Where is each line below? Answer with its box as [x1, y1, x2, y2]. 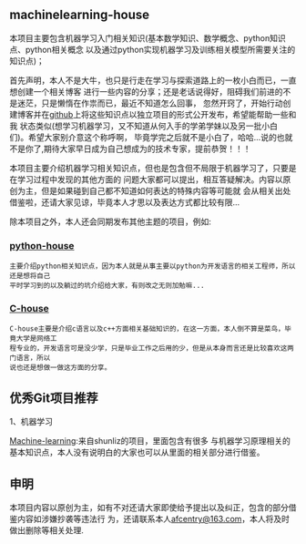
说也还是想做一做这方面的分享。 [9, 364, 112, 373]
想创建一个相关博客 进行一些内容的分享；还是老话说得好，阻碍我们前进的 [9, 86, 283, 97]
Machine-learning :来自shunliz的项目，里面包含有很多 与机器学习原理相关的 [9, 436, 291, 446]
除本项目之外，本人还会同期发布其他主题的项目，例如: [9, 216, 212, 227]
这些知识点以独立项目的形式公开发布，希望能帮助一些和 [88, 108, 297, 119]
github [49, 108, 74, 119]
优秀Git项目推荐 [9, 390, 98, 405]
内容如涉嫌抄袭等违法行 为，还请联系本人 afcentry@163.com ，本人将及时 [16, 514, 290, 525]
